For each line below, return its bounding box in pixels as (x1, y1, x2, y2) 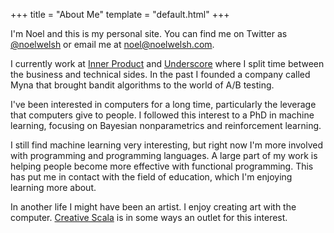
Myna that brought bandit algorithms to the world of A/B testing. (10, 79, 275, 91)
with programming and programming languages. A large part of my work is (10, 150, 318, 161)
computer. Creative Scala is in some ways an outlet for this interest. (10, 212, 288, 223)
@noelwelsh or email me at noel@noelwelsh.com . (10, 39, 215, 50)
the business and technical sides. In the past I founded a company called (10, 69, 311, 80)
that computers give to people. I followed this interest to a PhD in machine (10, 109, 315, 121)
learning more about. (10, 182, 97, 193)
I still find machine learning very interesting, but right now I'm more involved (10, 139, 324, 151)
